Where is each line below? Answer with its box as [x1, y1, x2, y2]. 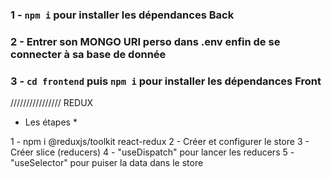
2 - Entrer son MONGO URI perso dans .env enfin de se [10, 34, 281, 48]
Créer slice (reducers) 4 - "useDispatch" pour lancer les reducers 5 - [10, 146, 295, 158]
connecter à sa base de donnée [10, 47, 167, 61]
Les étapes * [24, 116, 78, 128]
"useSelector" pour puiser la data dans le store [10, 157, 204, 169]
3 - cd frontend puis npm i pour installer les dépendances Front [10, 74, 322, 88]
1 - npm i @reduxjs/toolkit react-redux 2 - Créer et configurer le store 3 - [10, 136, 310, 148]
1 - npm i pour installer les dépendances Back [10, 8, 235, 22]
